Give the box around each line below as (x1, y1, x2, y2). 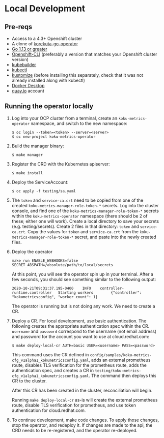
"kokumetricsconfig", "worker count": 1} (11, 294, 98, 299)
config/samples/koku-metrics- (90, 352, 152, 357)
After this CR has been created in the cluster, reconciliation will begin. (11, 387, 153, 393)
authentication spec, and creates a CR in (11, 367, 94, 373)
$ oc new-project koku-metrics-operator (11, 134, 96, 139)
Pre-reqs (4, 23, 32, 31)
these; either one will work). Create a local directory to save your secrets (11, 218, 159, 224)
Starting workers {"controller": (58, 290, 142, 295)
